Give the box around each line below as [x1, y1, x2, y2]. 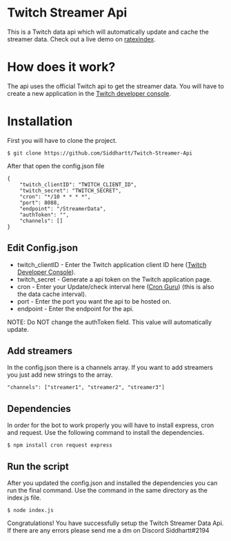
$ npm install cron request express [7, 442, 112, 449]
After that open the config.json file [7, 161, 105, 170]
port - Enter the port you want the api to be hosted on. [17, 297, 171, 305]
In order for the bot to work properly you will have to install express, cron [7, 421, 214, 429]
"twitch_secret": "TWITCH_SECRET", [19, 187, 122, 194]
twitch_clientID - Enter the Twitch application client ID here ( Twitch [17, 260, 207, 268]
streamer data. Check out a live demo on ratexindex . [7, 35, 157, 43]
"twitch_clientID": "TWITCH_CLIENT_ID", [19, 181, 137, 188]
